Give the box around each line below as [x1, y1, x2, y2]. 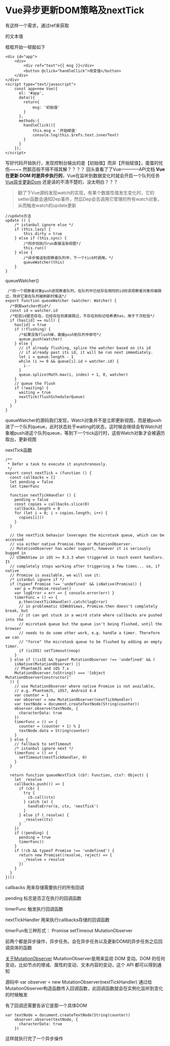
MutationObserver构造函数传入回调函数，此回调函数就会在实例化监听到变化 [5, 985, 163, 991]
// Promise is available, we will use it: [10, 572, 101, 578]
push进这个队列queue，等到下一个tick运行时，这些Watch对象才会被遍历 [14, 430, 165, 436]
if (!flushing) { [14, 326, 51, 332]
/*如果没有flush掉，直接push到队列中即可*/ [18, 332, 101, 337]
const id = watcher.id [10, 308, 58, 313]
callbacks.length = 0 [14, 506, 60, 511]
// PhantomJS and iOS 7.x [14, 666, 70, 671]
